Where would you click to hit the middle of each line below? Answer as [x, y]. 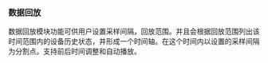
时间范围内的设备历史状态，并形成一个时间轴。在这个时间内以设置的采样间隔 [134, 41]
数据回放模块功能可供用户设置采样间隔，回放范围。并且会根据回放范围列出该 [134, 31]
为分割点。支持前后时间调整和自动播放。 [75, 51]
